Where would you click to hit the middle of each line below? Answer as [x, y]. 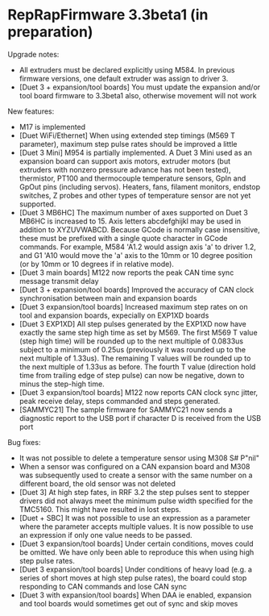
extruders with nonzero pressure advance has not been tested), [125, 169]
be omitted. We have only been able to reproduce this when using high [137, 552]
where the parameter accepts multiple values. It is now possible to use [136, 527]
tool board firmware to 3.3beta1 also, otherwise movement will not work [138, 95]
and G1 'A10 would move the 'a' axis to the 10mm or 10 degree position [136, 255]
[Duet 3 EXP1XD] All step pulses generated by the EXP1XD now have [133, 323]
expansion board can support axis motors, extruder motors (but [125, 161]
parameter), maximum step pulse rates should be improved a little [128, 144]
